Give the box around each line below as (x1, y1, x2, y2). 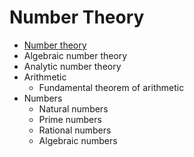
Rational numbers (38, 124, 112, 136)
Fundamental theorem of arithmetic (38, 81, 185, 93)
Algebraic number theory (23, 49, 128, 61)
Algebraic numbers (38, 134, 118, 146)
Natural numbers (38, 102, 109, 115)
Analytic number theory (23, 60, 122, 72)
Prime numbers (38, 113, 102, 125)
